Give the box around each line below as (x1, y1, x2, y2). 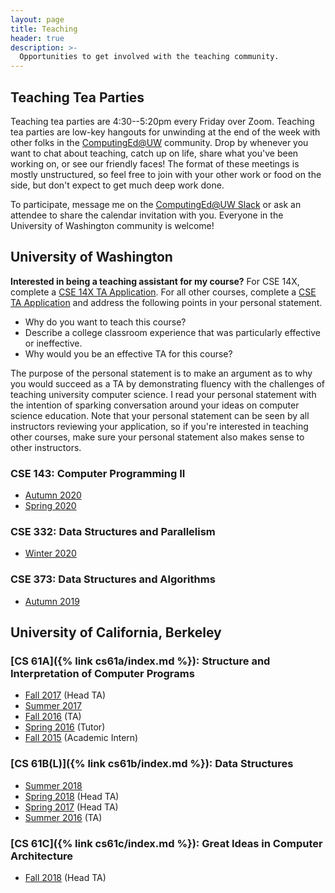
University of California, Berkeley (10, 624, 222, 641)
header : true (10, 33, 65, 43)
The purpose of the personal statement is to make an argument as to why (10, 367, 313, 379)
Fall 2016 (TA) (24, 711, 82, 723)
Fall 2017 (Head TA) (24, 689, 107, 701)
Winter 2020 (24, 547, 77, 560)
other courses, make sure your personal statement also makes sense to (10, 431, 305, 443)
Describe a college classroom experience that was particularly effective (24, 326, 322, 338)
